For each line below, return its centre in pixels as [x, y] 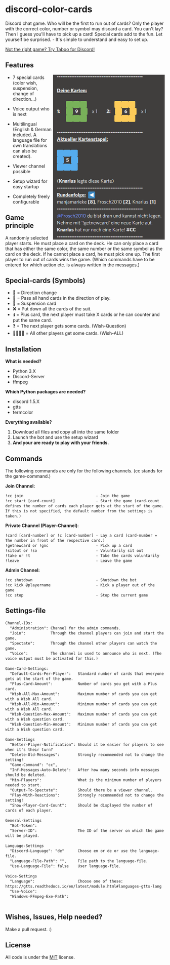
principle [20, 226]
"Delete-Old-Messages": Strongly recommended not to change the [87, 755]
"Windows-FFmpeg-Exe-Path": [39, 896]
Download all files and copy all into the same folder [66, 432]
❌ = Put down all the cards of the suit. [52, 309]
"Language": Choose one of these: [67, 881]
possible [22, 171]
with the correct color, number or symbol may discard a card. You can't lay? [84, 28]
